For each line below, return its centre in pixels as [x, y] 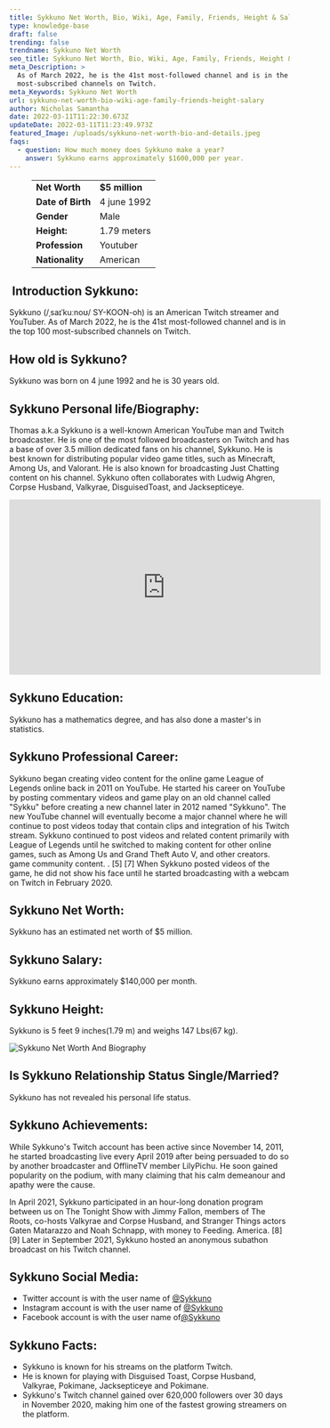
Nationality [60, 259]
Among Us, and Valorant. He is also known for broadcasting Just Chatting [145, 467]
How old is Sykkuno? [68, 359]
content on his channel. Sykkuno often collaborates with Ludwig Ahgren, [142, 477]
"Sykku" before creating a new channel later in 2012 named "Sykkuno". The [148, 807]
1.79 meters [125, 231]
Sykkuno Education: [66, 698]
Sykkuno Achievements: [79, 1126]
